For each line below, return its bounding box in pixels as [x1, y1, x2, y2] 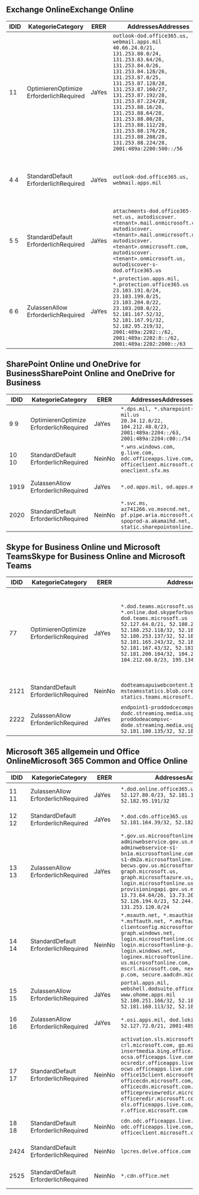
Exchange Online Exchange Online [6, 5, 134, 15]
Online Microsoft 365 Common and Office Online [6, 755, 188, 766]
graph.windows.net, [120, 930, 176, 937]
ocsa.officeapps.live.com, [120, 1054, 197, 1061]
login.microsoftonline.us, [120, 880, 197, 887]
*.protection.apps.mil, [113, 275, 180, 282]
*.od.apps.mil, [120, 483, 164, 490]
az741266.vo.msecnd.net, [120, 505, 191, 513]
